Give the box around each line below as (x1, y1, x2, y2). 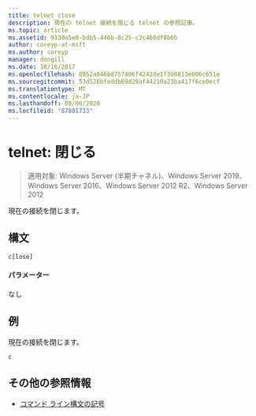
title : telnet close (8, 11, 76, 20)
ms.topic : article (8, 26, 69, 34)
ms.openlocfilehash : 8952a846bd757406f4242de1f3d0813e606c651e (8, 70, 221, 78)
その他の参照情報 (8, 377, 91, 390)
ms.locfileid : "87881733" (8, 107, 93, 115)
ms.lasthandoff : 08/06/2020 (8, 99, 101, 107)
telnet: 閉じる (8, 144, 97, 162)
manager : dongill (8, 56, 65, 64)
